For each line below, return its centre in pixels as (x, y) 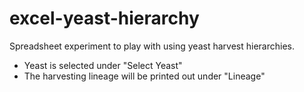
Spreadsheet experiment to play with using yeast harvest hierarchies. (152, 46)
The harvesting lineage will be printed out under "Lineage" (144, 76)
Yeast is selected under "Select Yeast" (103, 65)
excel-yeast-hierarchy (104, 18)
